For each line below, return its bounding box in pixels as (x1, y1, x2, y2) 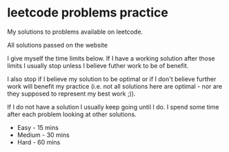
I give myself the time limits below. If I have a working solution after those (7, 54, 215, 63)
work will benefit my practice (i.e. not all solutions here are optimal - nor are (7, 82, 223, 90)
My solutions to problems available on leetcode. (7, 28, 143, 36)
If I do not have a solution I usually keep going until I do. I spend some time (7, 102, 219, 111)
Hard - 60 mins (17, 138, 61, 146)
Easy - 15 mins (17, 123, 59, 131)
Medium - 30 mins (17, 131, 70, 139)
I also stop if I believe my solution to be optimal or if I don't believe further (7, 74, 217, 83)
